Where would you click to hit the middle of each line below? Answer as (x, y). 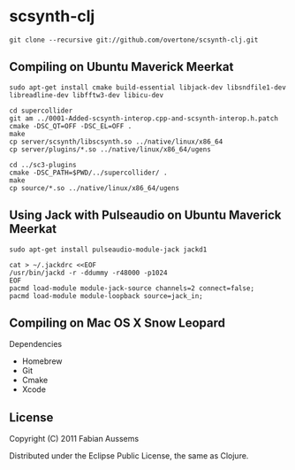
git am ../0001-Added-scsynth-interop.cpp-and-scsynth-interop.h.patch (144, 118)
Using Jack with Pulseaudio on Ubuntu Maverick (145, 216)
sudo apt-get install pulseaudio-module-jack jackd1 (108, 250)
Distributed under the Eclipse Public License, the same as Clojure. (129, 456)
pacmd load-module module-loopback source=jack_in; (106, 296)
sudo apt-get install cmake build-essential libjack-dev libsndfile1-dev (148, 87)
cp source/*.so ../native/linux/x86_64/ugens (94, 188)
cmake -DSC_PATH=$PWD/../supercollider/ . (88, 173)
